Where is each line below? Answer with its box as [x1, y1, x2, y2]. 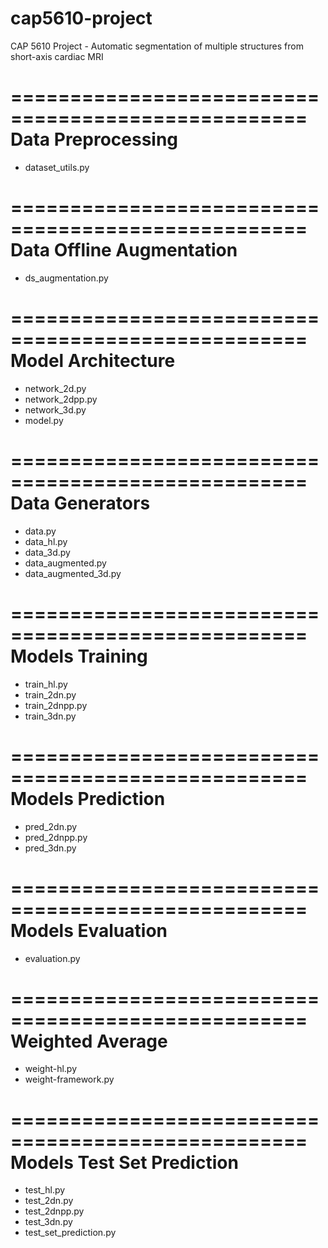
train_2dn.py [24, 688, 77, 701]
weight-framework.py [24, 1073, 115, 1086]
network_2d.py [24, 382, 87, 394]
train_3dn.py [24, 710, 77, 722]
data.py [24, 525, 57, 537]
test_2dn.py [24, 1195, 74, 1207]
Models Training [10, 645, 148, 667]
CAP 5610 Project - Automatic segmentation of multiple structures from [10, 40, 304, 52]
